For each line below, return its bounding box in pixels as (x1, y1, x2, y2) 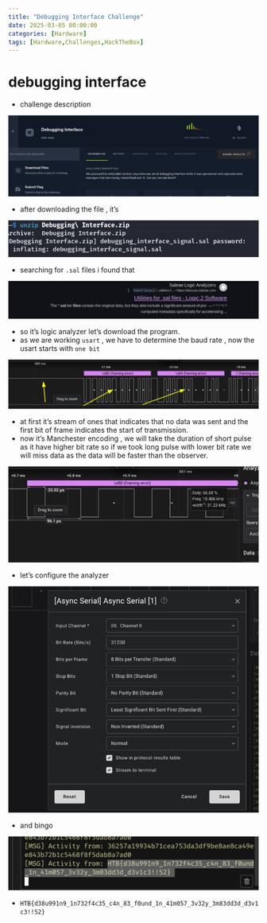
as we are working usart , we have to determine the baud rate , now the (19, 335, 255, 345)
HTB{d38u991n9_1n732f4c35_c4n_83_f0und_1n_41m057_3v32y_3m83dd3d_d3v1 (19, 900, 259, 908)
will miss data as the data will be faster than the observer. (19, 450, 208, 461)
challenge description (19, 99, 91, 109)
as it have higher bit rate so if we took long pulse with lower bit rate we (19, 442, 252, 452)
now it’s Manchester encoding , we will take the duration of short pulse (19, 434, 252, 443)
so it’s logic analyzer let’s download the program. (19, 327, 180, 337)
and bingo (19, 820, 53, 830)
